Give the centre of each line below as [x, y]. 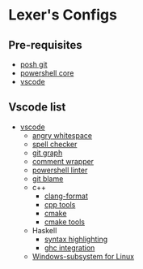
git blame [48, 178]
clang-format [66, 196]
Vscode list [37, 107]
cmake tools [64, 222]
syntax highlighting [76, 239]
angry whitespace [62, 135]
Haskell [44, 230]
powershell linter [60, 170]
